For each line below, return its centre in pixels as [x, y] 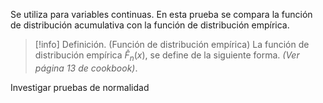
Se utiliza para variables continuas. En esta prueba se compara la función [161, 14]
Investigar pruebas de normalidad [80, 87]
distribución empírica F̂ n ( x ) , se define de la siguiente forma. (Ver [167, 56]
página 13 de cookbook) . [86, 68]
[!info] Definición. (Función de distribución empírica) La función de [172, 44]
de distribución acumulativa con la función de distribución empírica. [150, 25]
